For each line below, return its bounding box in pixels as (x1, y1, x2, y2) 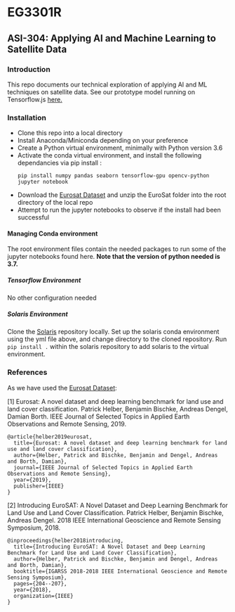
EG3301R (7, 4, 62, 20)
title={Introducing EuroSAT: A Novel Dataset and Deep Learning (13, 543, 206, 550)
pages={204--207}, (13, 580, 68, 587)
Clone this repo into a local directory (17, 129, 123, 137)
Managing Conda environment (7, 229, 98, 238)
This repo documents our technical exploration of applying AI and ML (7, 80, 208, 89)
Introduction (7, 64, 51, 74)
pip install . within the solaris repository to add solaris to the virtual (7, 343, 209, 351)
